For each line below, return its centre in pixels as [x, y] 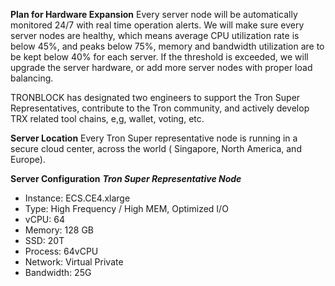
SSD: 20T [44, 240]
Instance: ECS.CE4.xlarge [77, 198]
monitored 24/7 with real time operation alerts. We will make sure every [157, 25]
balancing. [32, 78]
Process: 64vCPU [61, 251]
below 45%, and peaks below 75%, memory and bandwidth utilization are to [167, 46]
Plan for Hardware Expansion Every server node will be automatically [154, 14]
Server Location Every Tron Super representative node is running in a [154, 138]
